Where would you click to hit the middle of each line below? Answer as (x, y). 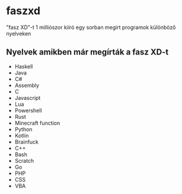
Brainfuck (26, 142)
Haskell (24, 66)
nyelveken (19, 33)
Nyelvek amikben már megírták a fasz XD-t (87, 52)
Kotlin (22, 135)
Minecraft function (37, 123)
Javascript (28, 98)
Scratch (24, 160)
